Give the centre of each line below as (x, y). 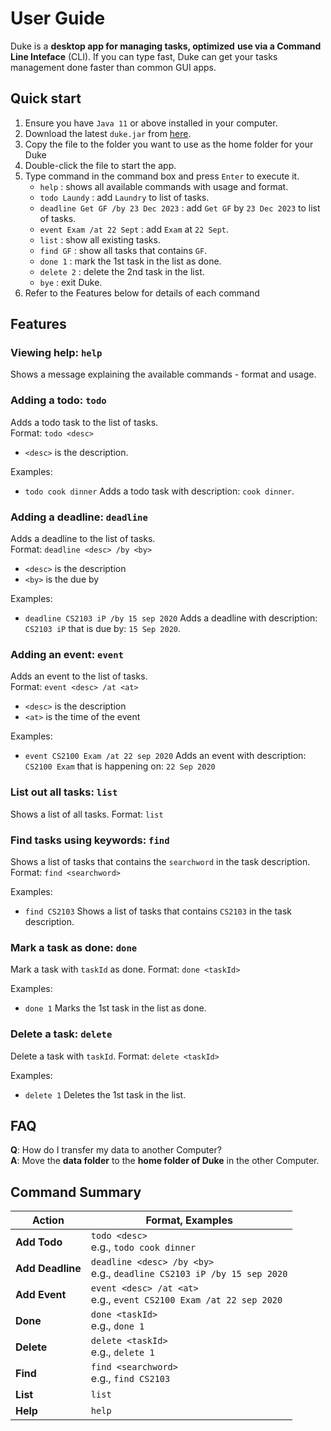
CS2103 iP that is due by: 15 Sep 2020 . (103, 629)
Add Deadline (48, 1269)
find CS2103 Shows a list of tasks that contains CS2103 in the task (158, 911)
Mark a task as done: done (74, 947)
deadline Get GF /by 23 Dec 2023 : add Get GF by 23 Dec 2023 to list (180, 208)
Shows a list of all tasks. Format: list (87, 814)
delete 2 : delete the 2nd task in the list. (122, 271)
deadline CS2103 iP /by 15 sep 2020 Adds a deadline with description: (171, 618)
